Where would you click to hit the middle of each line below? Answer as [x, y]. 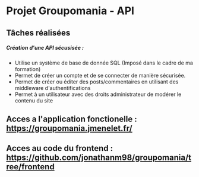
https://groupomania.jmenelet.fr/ [69, 128]
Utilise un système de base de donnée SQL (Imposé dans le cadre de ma [104, 63]
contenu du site [34, 100]
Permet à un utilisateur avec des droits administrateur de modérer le [98, 94]
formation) [28, 69]
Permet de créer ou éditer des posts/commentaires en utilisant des [97, 82]
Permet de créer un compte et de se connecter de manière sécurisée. [100, 75]
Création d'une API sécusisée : [45, 48]
